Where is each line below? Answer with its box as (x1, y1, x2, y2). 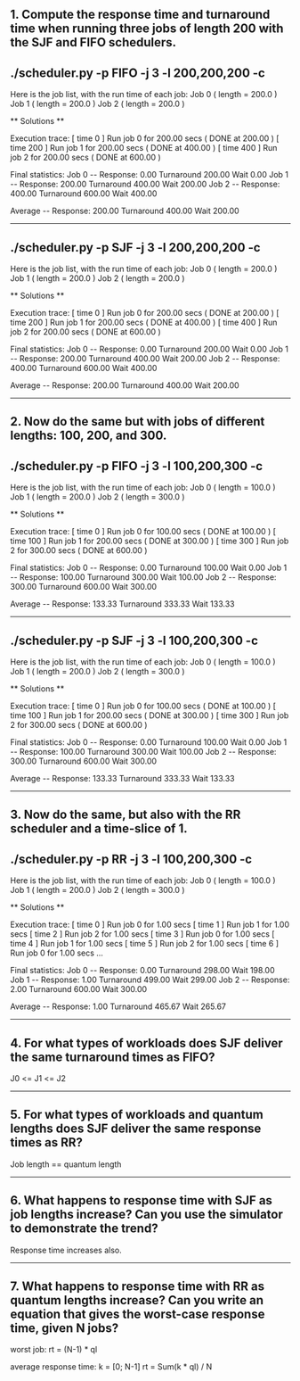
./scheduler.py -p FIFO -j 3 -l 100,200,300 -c (10, 459, 264, 474)
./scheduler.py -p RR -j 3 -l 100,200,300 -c (10, 851, 253, 866)
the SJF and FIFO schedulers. (10, 35, 177, 50)
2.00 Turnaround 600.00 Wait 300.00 (10, 984, 148, 995)
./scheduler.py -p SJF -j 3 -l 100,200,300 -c (10, 633, 259, 648)
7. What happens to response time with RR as (10, 1279, 265, 1294)
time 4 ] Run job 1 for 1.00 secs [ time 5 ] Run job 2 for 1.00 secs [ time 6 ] (10, 939, 280, 949)
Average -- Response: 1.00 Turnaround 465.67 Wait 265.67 (10, 1001, 226, 1012)
